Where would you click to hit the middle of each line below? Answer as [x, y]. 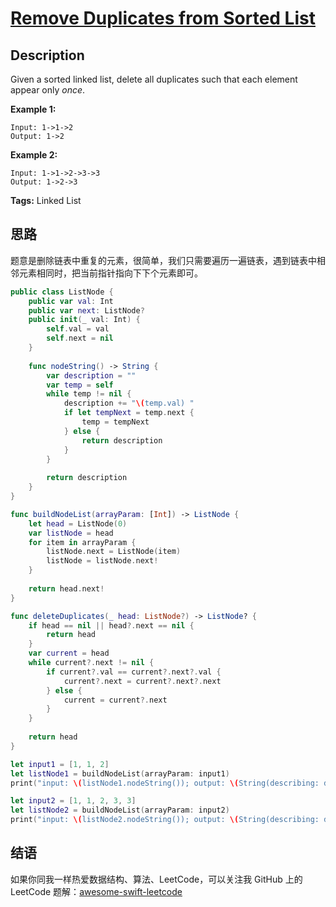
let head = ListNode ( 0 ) [78, 523]
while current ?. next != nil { [91, 663]
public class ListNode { [62, 292]
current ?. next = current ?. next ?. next [142, 681]
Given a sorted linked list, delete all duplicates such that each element [154, 79]
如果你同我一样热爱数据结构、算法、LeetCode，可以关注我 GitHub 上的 [156, 879]
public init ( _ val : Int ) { [84, 320]
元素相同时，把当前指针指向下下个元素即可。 [110, 273]
